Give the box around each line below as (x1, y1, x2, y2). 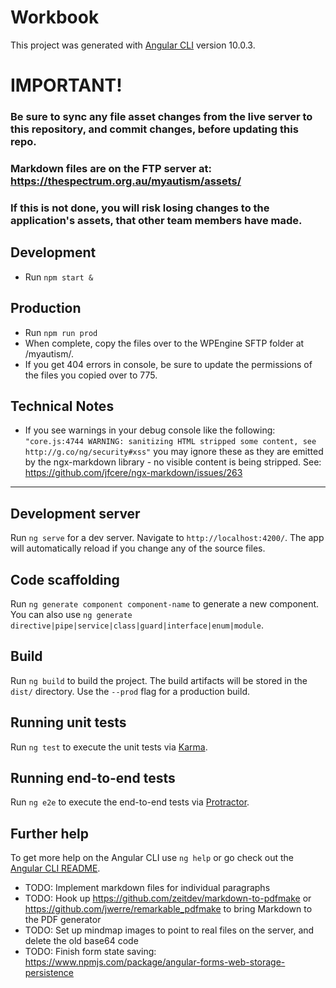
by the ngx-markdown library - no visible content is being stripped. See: (24, 456, 322, 468)
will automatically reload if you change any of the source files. (10, 542, 266, 555)
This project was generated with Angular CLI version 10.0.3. (10, 39, 256, 51)
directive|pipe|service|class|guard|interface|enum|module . (10, 619, 264, 631)
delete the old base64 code (24, 935, 139, 947)
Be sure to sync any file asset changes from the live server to (10, 110, 313, 124)
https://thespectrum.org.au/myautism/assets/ (10, 174, 242, 188)
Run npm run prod (24, 326, 98, 338)
